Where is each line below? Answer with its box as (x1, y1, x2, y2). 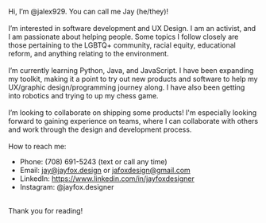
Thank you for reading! (8, 206, 83, 215)
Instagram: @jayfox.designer (19, 183, 114, 191)
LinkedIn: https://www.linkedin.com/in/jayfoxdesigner (19, 174, 195, 183)
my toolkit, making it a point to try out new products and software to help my (8, 75, 258, 83)
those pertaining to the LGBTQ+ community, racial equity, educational (8, 40, 236, 50)
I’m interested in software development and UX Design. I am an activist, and (8, 24, 256, 33)
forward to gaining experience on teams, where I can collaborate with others (8, 117, 259, 125)
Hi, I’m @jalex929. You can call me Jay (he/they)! (8, 7, 169, 16)
